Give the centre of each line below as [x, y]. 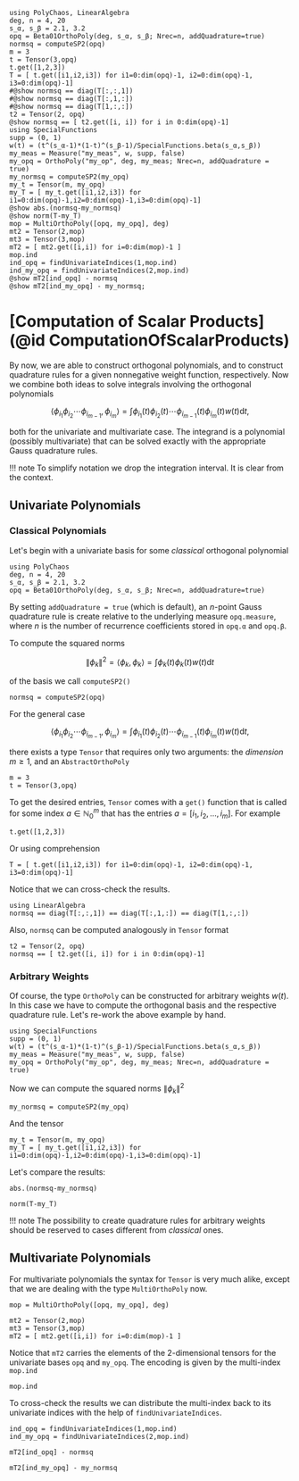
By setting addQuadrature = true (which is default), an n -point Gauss [136, 606]
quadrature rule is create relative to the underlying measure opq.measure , [143, 616]
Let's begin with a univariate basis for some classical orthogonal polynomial [149, 550]
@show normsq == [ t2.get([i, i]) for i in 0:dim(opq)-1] [119, 122]
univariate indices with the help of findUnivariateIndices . [116, 1413]
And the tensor [37, 1123]
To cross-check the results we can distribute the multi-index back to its [141, 1403]
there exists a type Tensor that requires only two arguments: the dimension [146, 752]
